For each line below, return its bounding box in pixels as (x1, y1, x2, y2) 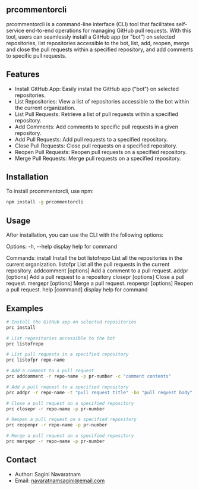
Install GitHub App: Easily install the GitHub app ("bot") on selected (14, 85, 179, 92)
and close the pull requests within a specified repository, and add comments (6, 46, 193, 53)
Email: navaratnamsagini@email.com (14, 477, 105, 484)
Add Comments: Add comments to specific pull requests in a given (14, 123, 178, 130)
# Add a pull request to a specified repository (6, 384, 129, 390)
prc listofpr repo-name (6, 357, 65, 363)
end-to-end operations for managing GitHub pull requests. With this (26, 27, 191, 34)
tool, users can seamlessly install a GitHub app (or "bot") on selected (6, 33, 175, 40)
